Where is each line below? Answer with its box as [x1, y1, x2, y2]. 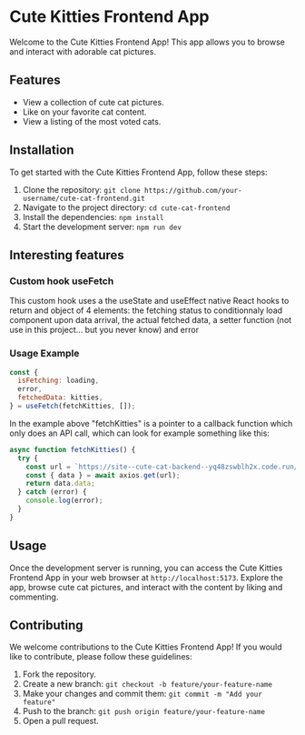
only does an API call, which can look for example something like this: [9, 428, 271, 438]
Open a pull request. [22, 716, 100, 727]
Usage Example [9, 347, 80, 360]
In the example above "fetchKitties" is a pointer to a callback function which [9, 418, 293, 428]
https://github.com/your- [143, 186, 242, 195]
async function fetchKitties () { [9, 445, 136, 454]
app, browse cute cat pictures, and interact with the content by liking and [9, 581, 283, 592]
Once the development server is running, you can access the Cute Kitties [9, 562, 283, 573]
